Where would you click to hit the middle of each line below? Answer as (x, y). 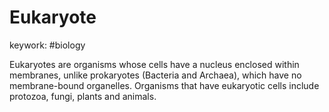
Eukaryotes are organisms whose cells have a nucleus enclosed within (154, 64)
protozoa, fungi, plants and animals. (83, 96)
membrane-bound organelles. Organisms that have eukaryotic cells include (164, 85)
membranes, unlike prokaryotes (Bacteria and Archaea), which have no (155, 75)
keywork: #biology (47, 45)
